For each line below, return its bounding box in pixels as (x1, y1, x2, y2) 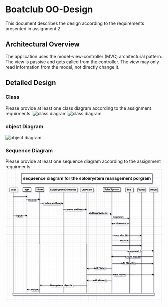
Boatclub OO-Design (5, 4, 93, 15)
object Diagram (5, 123, 44, 130)
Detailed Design (5, 79, 56, 87)
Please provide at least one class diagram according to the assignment (5, 105, 151, 111)
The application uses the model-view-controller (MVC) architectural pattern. (5, 53, 163, 59)
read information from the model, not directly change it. (5, 64, 120, 70)
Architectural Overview (5, 40, 80, 49)
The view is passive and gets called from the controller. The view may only (5, 59, 159, 65)
